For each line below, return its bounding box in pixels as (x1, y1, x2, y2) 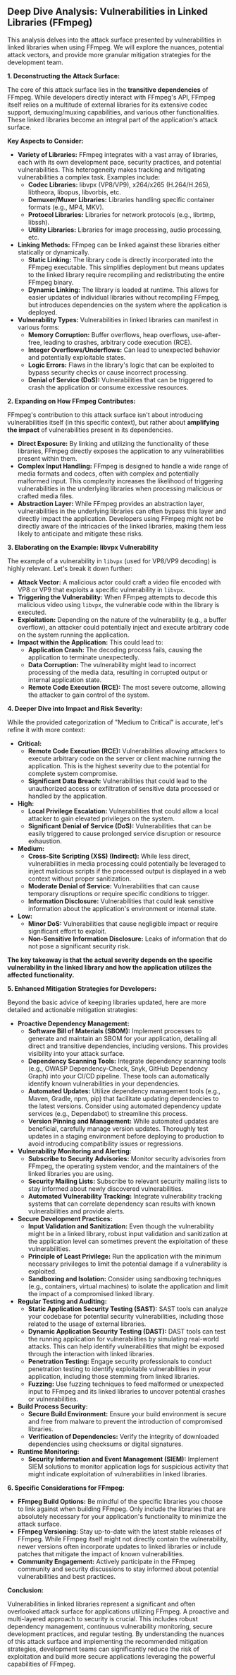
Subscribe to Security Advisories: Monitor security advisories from (27, 1154, 226, 1163)
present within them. (17, 454, 77, 462)
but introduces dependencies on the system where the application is (27, 300, 228, 309)
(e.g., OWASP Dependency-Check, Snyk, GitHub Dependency (27, 1064, 208, 1073)
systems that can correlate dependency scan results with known (27, 1199, 216, 1208)
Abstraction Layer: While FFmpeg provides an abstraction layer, (17, 499, 205, 507)
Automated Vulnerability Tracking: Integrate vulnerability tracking (27, 1192, 223, 1200)
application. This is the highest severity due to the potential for (27, 761, 210, 770)
